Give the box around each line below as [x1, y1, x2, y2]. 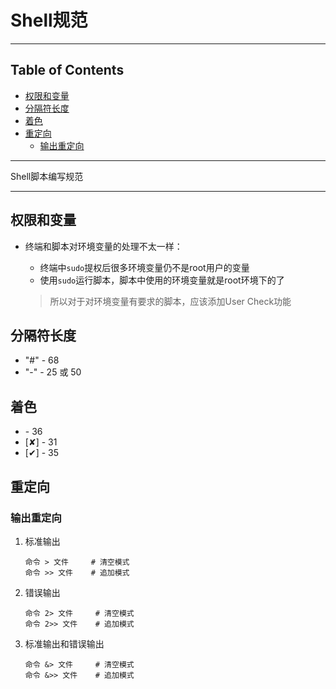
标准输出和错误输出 [24, 637, 105, 650]
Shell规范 [10, 9, 88, 32]
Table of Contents [10, 62, 125, 79]
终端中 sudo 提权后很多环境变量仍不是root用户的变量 [39, 261, 250, 273]
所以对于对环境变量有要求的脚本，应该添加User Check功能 [49, 295, 292, 307]
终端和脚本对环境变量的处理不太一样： [24, 240, 183, 252]
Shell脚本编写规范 [10, 170, 84, 182]
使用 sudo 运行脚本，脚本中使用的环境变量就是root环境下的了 [39, 274, 285, 286]
